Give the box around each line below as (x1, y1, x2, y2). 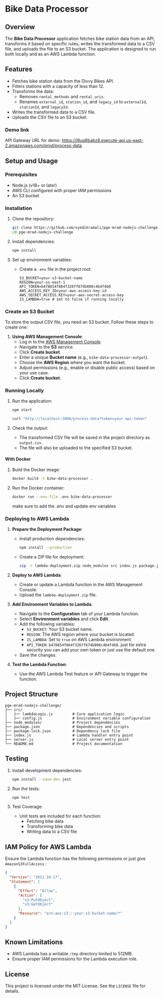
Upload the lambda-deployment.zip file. (19, 592, 97, 598)
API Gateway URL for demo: (5, 138, 61, 143)
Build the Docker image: (12, 467, 61, 473)
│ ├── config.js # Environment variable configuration (5, 716, 151, 720)
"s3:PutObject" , (22, 897, 55, 902)
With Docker (5, 456, 31, 462)
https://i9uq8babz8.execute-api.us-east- (61, 138, 144, 143)
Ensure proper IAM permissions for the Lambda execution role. (12, 956, 138, 962)
